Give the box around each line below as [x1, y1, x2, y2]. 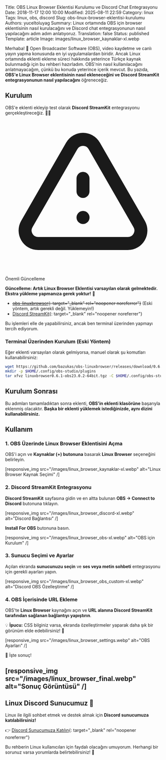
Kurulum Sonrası [5, 387, 58, 396]
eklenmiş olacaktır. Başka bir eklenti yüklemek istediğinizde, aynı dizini [5, 405, 153, 411]
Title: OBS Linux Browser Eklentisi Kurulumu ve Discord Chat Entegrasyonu [5, 4, 158, 10]
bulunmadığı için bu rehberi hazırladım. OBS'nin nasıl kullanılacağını [5, 62, 143, 67]
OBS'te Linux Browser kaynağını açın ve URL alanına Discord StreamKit [5, 607, 153, 613]
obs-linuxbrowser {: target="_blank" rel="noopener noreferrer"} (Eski [12, 300, 153, 306]
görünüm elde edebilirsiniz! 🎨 [5, 628, 65, 634]
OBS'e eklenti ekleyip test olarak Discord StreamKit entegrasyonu [5, 104, 140, 111]
